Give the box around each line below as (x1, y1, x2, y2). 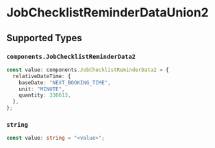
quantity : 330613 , (18, 92, 71, 99)
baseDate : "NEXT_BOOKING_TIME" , (18, 79, 111, 86)
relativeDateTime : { (12, 73, 71, 79)
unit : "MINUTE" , (18, 86, 66, 92)
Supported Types (6, 32, 83, 44)
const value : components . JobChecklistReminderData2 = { (6, 66, 169, 73)
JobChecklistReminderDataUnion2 (6, 5, 210, 21)
